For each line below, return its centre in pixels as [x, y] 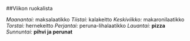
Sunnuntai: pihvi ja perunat [39, 32]
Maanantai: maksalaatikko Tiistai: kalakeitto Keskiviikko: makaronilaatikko [95, 19]
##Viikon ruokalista [29, 8]
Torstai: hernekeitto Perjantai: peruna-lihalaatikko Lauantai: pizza [86, 26]
